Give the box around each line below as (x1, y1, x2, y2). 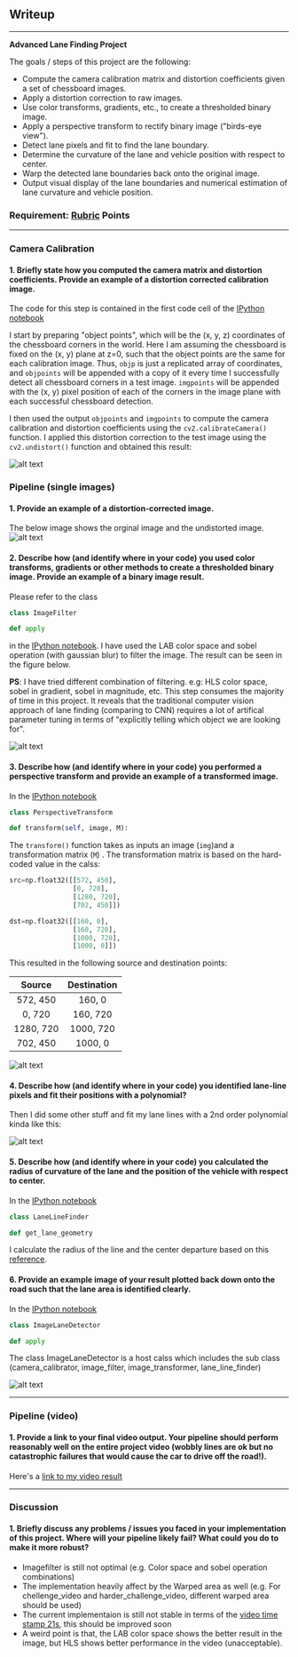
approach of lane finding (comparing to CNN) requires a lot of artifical (9, 705, 264, 716)
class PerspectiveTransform (9, 808, 114, 817)
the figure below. (9, 660, 71, 670)
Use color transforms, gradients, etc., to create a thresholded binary (21, 101, 271, 112)
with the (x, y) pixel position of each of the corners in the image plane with (9, 387, 281, 397)
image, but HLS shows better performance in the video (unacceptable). (21, 1637, 283, 1648)
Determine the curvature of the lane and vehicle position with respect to (21, 148, 286, 159)
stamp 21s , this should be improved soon (21, 1618, 172, 1629)
